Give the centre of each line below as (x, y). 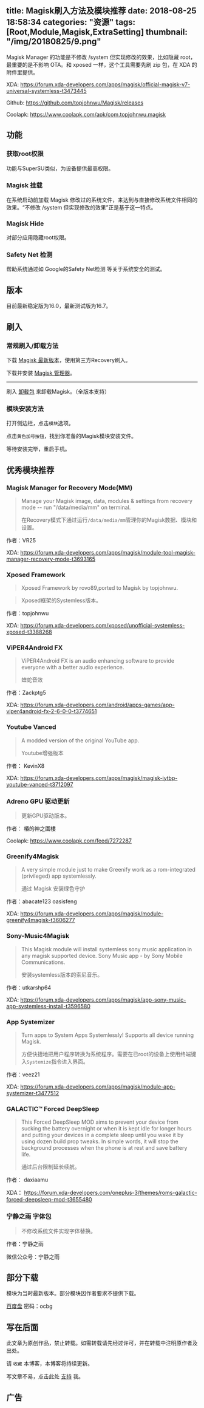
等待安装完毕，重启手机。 (38, 449)
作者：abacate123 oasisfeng (42, 901)
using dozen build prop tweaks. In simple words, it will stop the (100, 1141)
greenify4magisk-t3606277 (41, 920)
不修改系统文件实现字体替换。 (58, 1231)
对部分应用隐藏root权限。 (38, 238)
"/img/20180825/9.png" (54, 42)
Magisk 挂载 (24, 185)
